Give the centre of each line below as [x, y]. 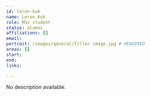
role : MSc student [28, 22]
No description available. [36, 87]
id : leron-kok [23, 11]
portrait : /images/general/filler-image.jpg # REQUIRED [75, 44]
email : [14, 38]
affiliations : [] [27, 33]
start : [14, 55]
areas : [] [18, 49]
